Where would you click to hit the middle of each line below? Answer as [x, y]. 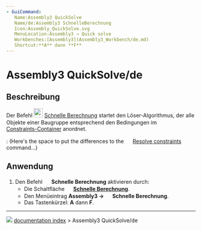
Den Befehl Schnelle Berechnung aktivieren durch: [82, 181]
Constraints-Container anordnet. [47, 129]
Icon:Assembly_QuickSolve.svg [52, 29]
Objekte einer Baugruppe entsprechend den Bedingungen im [82, 122]
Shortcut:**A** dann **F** [48, 46]
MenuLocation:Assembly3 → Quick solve [63, 34]
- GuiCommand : [24, 12]
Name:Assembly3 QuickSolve [48, 17]
